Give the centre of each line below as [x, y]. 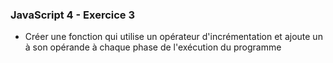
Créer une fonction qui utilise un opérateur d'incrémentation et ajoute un [173, 37]
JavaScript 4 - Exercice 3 [73, 15]
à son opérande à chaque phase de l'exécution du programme [153, 47]
